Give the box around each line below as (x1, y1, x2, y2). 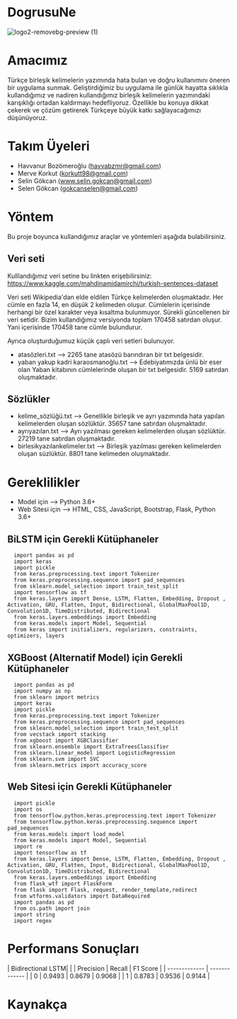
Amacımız (7, 52, 68, 69)
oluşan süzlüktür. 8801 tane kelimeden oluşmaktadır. (17, 450, 170, 458)
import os (13, 805, 42, 813)
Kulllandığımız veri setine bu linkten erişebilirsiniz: (7, 272, 152, 280)
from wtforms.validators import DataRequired (13, 892, 151, 899)
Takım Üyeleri (7, 139, 90, 154)
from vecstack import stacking (13, 730, 106, 738)
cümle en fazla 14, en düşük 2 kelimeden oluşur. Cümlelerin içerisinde (7, 300, 211, 308)
